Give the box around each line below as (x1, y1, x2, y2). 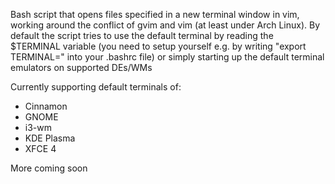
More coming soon (10, 162, 88, 174)
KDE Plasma (24, 132, 76, 144)
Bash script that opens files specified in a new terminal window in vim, (10, 9, 300, 20)
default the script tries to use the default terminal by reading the (10, 30, 274, 41)
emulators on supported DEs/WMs (10, 62, 153, 73)
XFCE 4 (24, 143, 57, 154)
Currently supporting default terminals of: (10, 81, 182, 93)
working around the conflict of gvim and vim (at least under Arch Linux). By (10, 19, 321, 31)
